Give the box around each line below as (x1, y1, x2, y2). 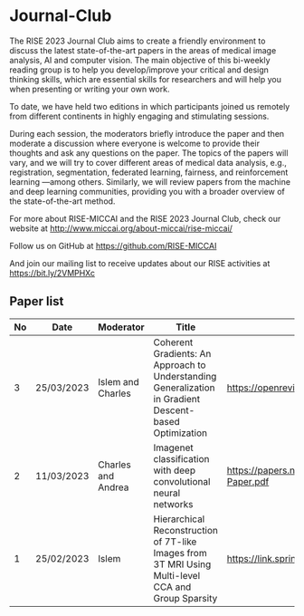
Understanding (153, 370, 217, 382)
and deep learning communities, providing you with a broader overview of (9, 186, 285, 197)
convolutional (153, 475, 211, 487)
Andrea (98, 481, 129, 494)
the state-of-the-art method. (9, 196, 116, 207)
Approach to (153, 359, 206, 371)
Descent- (153, 404, 195, 417)
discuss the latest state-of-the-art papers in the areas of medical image (9, 44, 277, 55)
